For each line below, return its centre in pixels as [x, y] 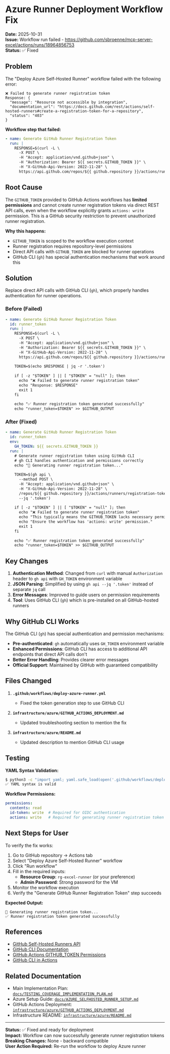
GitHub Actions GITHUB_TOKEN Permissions [59, 955]
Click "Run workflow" [35, 866]
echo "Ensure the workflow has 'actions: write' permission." [86, 522]
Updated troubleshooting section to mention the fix [73, 722]
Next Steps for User [37, 833]
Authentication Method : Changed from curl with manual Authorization [88, 573]
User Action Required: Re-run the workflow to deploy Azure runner [75, 1046]
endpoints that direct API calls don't [50, 654]
